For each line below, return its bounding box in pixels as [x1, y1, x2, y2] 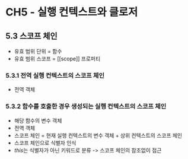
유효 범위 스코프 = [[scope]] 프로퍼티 [14, 55, 101, 62]
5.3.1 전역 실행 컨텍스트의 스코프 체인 [5, 71, 105, 79]
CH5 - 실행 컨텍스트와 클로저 [5, 5, 138, 19]
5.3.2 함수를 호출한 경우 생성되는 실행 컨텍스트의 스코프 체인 [5, 102, 167, 110]
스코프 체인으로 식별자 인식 [14, 139, 77, 146]
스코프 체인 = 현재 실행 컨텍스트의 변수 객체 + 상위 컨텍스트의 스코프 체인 [14, 132, 182, 139]
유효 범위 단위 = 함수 [14, 48, 62, 55]
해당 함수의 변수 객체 [14, 117, 62, 124]
